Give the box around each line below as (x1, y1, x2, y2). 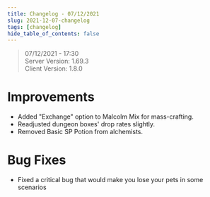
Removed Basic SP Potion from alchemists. (17, 128, 144, 136)
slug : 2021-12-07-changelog (7, 17, 91, 24)
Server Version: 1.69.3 (24, 57, 89, 66)
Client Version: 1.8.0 (24, 64, 83, 73)
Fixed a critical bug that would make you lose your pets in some (17, 176, 204, 184)
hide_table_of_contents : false (7, 30, 100, 37)
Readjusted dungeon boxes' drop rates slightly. (17, 120, 156, 129)
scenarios (17, 183, 47, 191)
